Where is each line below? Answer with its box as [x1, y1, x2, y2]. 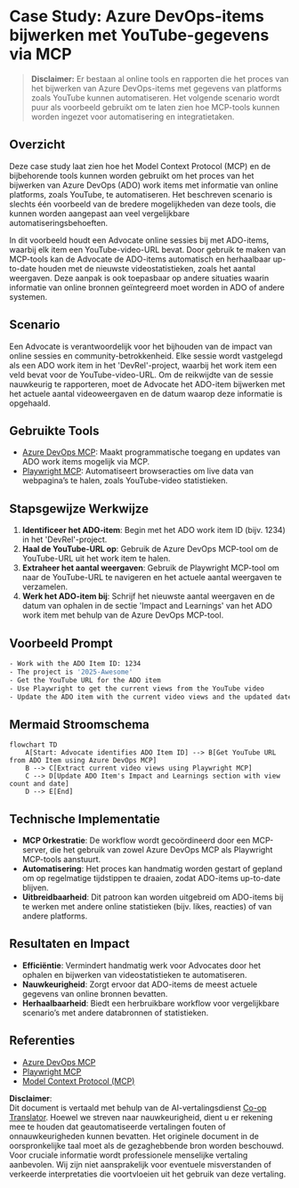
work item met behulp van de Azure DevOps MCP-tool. [21, 610, 224, 620]
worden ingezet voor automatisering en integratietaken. [30, 111, 235, 122]
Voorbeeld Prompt [9, 635, 113, 651]
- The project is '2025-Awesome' [9, 667, 133, 676]
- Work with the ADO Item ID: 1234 [9, 659, 141, 668]
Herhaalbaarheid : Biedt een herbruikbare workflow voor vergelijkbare [21, 998, 280, 1008]
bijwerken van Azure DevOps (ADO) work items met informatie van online [9, 180, 279, 190]
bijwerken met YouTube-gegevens [9, 25, 270, 45]
